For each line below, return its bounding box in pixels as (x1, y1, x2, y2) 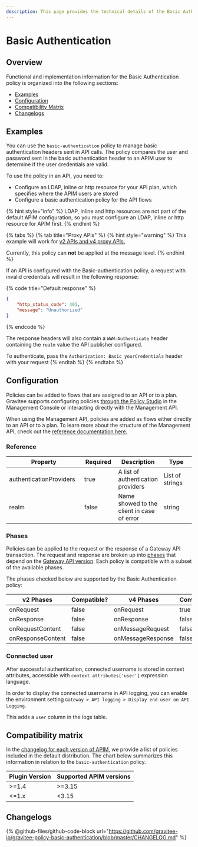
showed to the (118, 499, 158, 507)
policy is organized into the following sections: (6, 79, 119, 86)
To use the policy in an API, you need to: (6, 172, 104, 180)
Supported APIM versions (57, 773, 131, 781)
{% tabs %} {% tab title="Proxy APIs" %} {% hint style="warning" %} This (6, 232, 187, 239)
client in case (118, 507, 155, 515)
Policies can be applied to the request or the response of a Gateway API (6, 545, 181, 552)
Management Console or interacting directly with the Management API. (6, 404, 179, 411)
